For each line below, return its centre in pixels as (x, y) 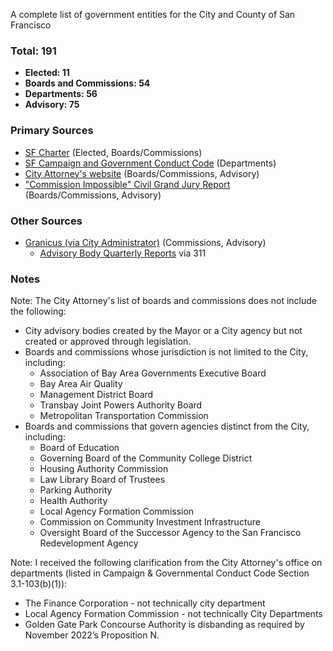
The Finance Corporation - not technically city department (145, 603)
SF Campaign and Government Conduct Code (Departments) (150, 163)
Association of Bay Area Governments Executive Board (153, 373)
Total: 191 (33, 51)
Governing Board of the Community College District (146, 458)
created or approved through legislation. (108, 341)
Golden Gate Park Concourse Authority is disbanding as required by (164, 625)
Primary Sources (52, 131)
